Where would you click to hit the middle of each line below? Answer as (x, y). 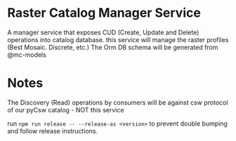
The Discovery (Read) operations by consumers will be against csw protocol (118, 102)
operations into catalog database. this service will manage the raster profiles (118, 39)
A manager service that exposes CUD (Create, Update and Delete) (103, 32)
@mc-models (27, 55)
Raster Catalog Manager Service (104, 13)
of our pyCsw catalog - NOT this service (66, 109)
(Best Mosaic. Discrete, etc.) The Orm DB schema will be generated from (113, 47)
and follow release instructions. (53, 130)
